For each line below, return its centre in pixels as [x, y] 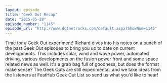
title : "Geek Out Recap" [31, 15]
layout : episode [22, 10]
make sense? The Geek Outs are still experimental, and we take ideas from [83, 70]
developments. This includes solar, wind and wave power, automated [77, 54]
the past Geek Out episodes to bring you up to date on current [70, 48]
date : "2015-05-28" [26, 19]
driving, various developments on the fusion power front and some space [82, 59]
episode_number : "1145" [30, 24]
